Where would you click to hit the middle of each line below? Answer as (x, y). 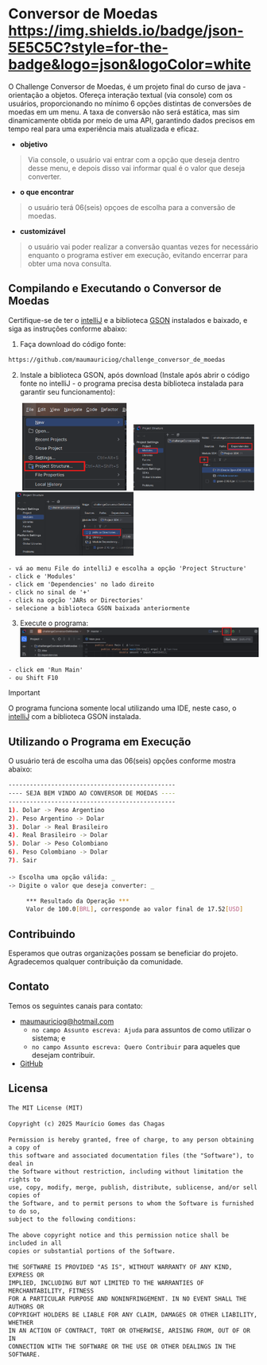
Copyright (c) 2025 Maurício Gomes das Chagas (87, 1124)
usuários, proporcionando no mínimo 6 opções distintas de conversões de (130, 103)
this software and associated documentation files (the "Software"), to (131, 1155)
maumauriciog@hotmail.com (67, 1021)
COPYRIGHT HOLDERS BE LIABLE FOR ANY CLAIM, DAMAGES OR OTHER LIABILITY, (133, 1314)
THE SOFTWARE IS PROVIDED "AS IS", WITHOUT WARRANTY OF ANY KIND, (120, 1267)
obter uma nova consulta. (70, 263)
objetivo (33, 144)
